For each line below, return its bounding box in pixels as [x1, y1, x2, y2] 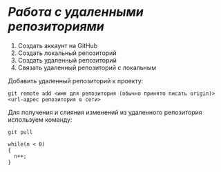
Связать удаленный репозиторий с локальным [17, 63, 157, 72]
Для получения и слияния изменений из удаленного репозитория [8, 108, 202, 116]
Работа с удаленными [8, 4, 144, 20]
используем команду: [8, 115, 73, 124]
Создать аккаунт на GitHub [17, 41, 98, 50]
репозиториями [8, 19, 104, 34]
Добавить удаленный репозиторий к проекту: [8, 76, 144, 85]
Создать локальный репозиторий [17, 49, 117, 57]
